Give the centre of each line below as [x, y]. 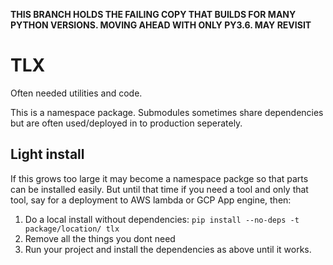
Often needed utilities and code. [76, 93]
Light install [47, 154]
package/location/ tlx [72, 229]
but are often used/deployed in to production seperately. [126, 123]
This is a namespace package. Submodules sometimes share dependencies [167, 112]
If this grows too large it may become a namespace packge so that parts [159, 178]
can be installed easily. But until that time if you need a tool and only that [159, 189]
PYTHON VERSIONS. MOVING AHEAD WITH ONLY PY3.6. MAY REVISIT [161, 25]
